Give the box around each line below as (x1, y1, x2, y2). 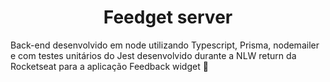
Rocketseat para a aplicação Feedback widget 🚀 (10, 60, 209, 72)
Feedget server (103, 6, 233, 29)
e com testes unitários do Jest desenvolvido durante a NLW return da (10, 49, 297, 61)
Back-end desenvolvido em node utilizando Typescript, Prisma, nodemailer (10, 39, 320, 51)
